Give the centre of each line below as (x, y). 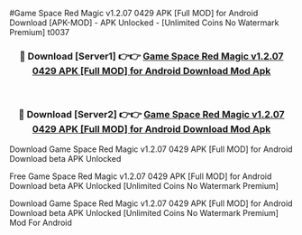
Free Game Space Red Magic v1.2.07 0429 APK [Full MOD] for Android (141, 176)
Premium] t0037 (40, 32)
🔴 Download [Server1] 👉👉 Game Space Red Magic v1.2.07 (151, 56)
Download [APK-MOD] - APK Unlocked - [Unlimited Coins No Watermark (144, 23)
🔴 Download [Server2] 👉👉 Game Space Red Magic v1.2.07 (151, 115)
